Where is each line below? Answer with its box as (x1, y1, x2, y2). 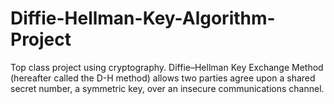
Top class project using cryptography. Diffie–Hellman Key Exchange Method (10, 61, 324, 73)
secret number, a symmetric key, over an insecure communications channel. (10, 82, 325, 94)
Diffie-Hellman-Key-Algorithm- (10, 7, 276, 30)
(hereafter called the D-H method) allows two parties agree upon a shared (10, 72, 316, 84)
